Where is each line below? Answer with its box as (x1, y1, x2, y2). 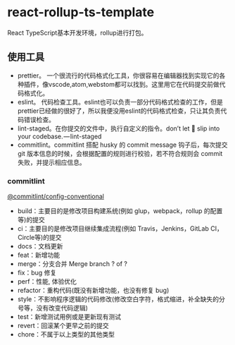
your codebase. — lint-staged (17, 132, 102, 140)
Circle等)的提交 (17, 234, 62, 242)
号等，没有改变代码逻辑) (17, 304, 88, 313)
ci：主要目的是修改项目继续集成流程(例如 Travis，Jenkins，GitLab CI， (17, 224, 223, 233)
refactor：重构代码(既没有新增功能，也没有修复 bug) (17, 286, 170, 295)
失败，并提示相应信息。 (17, 158, 86, 167)
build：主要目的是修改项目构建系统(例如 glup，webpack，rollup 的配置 (17, 207, 223, 215)
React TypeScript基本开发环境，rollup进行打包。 (7, 28, 148, 37)
